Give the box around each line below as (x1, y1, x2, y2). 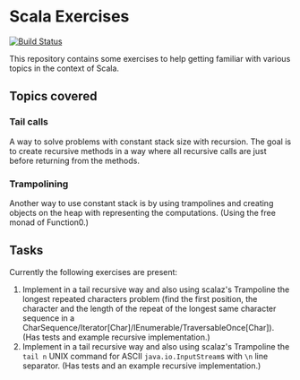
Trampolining (9, 177, 69, 190)
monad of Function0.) (9, 217, 90, 228)
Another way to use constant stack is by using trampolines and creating (9, 197, 274, 208)
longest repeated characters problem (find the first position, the (21, 293, 258, 304)
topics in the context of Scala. (9, 63, 119, 73)
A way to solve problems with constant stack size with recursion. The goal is (9, 136, 292, 147)
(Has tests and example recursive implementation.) (21, 332, 210, 342)
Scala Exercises (9, 6, 130, 27)
